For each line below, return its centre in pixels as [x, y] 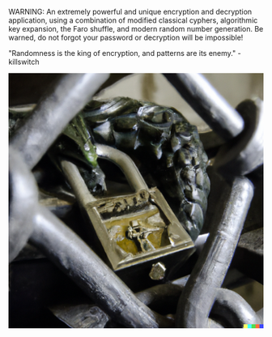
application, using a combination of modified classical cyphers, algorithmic [133, 20]
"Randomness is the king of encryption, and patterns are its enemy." [122, 53]
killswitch [24, 62]
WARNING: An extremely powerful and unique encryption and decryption [130, 12]
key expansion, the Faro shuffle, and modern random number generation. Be [136, 29]
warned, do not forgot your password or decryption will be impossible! [126, 37]
